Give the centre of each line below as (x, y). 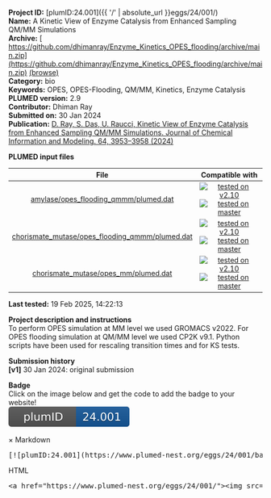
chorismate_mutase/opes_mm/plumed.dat (102, 273)
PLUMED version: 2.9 (45, 98)
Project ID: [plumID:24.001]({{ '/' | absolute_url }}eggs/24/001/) (113, 13)
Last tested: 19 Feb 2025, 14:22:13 (66, 303)
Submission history (42, 361)
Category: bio (32, 81)
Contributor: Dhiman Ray (50, 107)
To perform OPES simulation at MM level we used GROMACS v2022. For (128, 328)
